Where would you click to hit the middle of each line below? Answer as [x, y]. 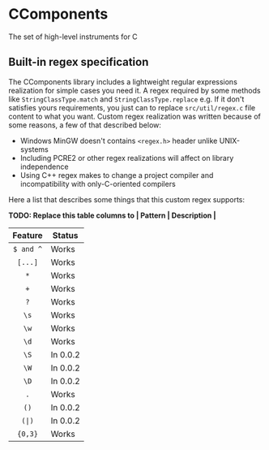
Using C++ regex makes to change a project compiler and [117, 175]
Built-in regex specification [79, 62]
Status [65, 235]
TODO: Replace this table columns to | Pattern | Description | [112, 215]
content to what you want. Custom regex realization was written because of [134, 116]
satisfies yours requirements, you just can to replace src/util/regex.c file [132, 107]
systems [34, 149]
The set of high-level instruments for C [73, 37]
